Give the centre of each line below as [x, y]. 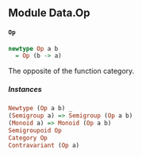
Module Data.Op [49, 13]
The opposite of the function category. [71, 71]
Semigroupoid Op [35, 130]
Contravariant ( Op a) [44, 145]
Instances [25, 89]
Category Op [28, 138]
